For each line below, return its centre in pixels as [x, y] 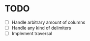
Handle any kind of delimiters [41, 28]
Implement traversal [32, 34]
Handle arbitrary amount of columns [48, 22]
